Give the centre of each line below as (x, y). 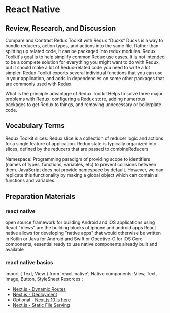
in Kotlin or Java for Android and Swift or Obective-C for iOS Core (74, 239)
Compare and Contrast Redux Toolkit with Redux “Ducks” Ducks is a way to (84, 40)
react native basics (29, 263)
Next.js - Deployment (35, 294)
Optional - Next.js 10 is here (42, 300)
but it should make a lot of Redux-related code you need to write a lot (78, 68)
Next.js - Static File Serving (41, 305)
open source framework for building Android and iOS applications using (80, 222)
